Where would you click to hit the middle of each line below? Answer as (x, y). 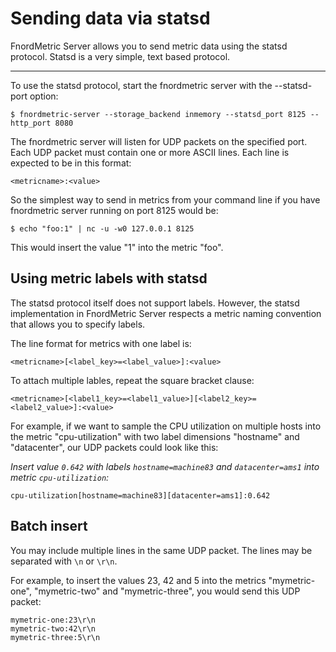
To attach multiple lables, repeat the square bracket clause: (132, 380)
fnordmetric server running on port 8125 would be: (114, 210)
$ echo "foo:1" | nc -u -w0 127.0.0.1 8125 (102, 228)
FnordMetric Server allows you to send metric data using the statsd (149, 46)
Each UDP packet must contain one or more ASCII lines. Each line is (150, 152)
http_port (31, 123)
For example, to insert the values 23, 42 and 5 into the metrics (138, 580)
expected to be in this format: (71, 163)
